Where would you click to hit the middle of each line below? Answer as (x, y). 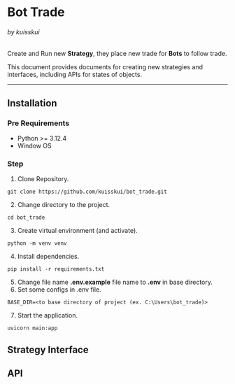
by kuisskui (23, 31)
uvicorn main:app (33, 328)
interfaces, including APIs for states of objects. (74, 75)
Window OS (35, 146)
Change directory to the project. (64, 205)
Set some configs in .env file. (59, 290)
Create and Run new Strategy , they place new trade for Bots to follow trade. (117, 54)
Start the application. (48, 315)
